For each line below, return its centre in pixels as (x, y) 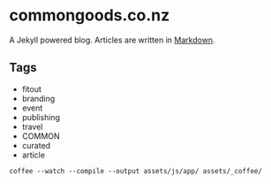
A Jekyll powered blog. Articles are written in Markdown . (112, 40)
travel (32, 126)
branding (38, 98)
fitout (32, 88)
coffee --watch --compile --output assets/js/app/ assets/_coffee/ (136, 171)
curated (36, 145)
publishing (41, 117)
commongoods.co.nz (90, 15)
